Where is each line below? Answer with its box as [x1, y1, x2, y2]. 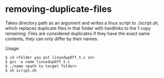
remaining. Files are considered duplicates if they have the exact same [5, 30, 150, 36]
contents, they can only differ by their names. [5, 36, 99, 42]
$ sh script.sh [5, 68, 37, 73]
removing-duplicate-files [5, 3, 112, 15]
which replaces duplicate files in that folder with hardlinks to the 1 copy [5, 25, 151, 31]
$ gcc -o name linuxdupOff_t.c [5, 59, 70, 64]
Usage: [5, 45, 20, 51]
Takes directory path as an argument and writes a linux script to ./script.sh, [5, 20, 160, 26]
